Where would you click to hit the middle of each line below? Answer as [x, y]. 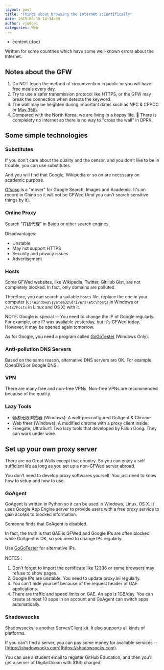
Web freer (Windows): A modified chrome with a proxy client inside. [81, 423]
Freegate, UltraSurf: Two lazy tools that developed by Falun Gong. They [84, 429]
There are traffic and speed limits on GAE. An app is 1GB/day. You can [82, 594]
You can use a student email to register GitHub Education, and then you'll [79, 657]
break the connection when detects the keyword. [62, 99]
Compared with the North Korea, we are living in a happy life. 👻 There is [84, 115]
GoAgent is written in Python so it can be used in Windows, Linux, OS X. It [80, 504]
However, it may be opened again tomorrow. [50, 327]
